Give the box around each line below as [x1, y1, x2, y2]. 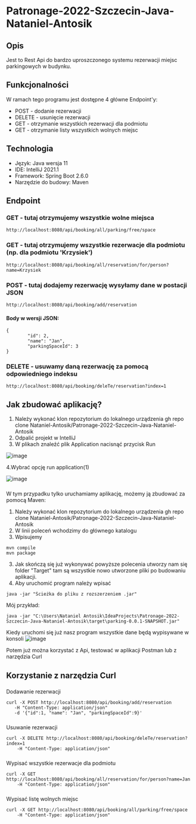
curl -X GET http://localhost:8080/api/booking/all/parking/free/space [6, 807, 188, 813]
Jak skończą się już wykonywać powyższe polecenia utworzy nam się [14, 560, 188, 568]
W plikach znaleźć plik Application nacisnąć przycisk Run [14, 441, 156, 448]
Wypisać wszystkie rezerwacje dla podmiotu [6, 760, 116, 767]
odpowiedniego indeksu [6, 370, 77, 378]
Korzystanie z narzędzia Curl [6, 670, 116, 680]
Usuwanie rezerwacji [6, 724, 58, 731]
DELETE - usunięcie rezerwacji [14, 113, 91, 120]
